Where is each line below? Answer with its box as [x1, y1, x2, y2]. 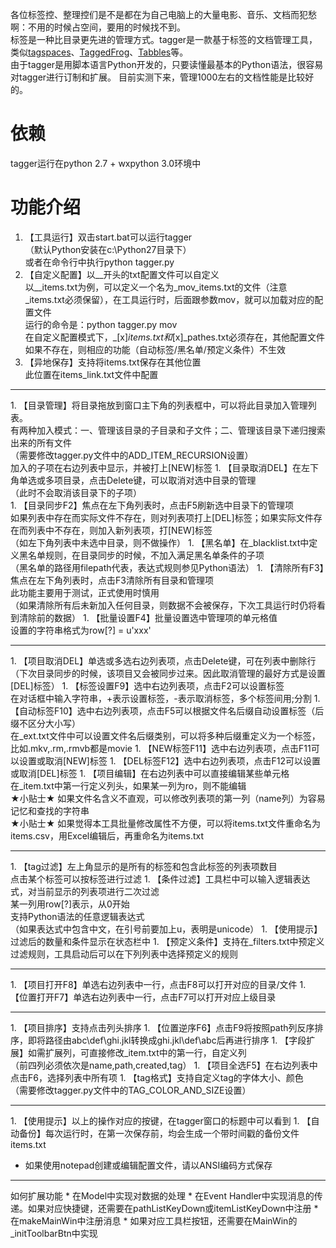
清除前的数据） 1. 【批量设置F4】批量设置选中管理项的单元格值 [18, 611, 278, 623]
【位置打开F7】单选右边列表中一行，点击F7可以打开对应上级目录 [10, 991, 277, 1003]
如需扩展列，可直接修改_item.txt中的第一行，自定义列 [27, 1046, 247, 1058]
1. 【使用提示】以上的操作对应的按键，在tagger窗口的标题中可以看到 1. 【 [10, 1114, 312, 1127]
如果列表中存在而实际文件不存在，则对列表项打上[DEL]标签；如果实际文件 [10, 511, 314, 523]
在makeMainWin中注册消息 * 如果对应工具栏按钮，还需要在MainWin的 [10, 1214, 298, 1227]
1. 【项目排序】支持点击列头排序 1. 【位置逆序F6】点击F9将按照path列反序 [10, 1021, 315, 1033]
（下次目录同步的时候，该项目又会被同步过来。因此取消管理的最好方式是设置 [10, 667, 326, 679]
